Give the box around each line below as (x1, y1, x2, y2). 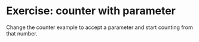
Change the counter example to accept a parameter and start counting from (6, 24, 193, 31)
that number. (6, 30, 38, 37)
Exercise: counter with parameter (6, 4, 176, 18)
